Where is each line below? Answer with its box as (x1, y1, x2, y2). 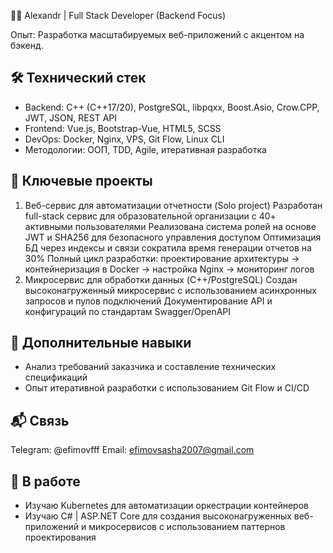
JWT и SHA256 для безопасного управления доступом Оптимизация (24, 231, 322, 243)
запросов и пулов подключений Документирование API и (24, 295, 273, 307)
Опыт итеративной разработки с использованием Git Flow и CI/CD (24, 382, 310, 394)
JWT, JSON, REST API (24, 111, 117, 124)
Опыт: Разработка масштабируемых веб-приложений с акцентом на (10, 29, 305, 40)
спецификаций (24, 371, 88, 384)
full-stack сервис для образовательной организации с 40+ (24, 210, 277, 222)
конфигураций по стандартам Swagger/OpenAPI (24, 305, 232, 317)
